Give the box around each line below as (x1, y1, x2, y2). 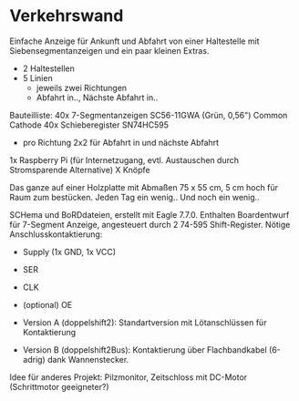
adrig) (22, 354, 46, 365)
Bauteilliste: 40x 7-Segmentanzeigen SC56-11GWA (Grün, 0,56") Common (9, 109, 288, 120)
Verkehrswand (9, 5, 124, 26)
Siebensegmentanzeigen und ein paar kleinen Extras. (9, 45, 210, 56)
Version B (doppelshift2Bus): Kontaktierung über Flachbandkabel (22, 344, 267, 355)
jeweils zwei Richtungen (36, 82, 128, 93)
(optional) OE (22, 299, 73, 310)
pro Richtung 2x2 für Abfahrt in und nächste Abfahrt (22, 137, 220, 148)
